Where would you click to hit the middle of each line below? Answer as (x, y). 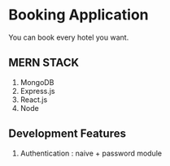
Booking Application (78, 15)
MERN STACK (44, 63)
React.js (34, 100)
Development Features (67, 134)
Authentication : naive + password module (91, 153)
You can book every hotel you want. (69, 37)
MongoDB (37, 82)
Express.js (37, 91)
